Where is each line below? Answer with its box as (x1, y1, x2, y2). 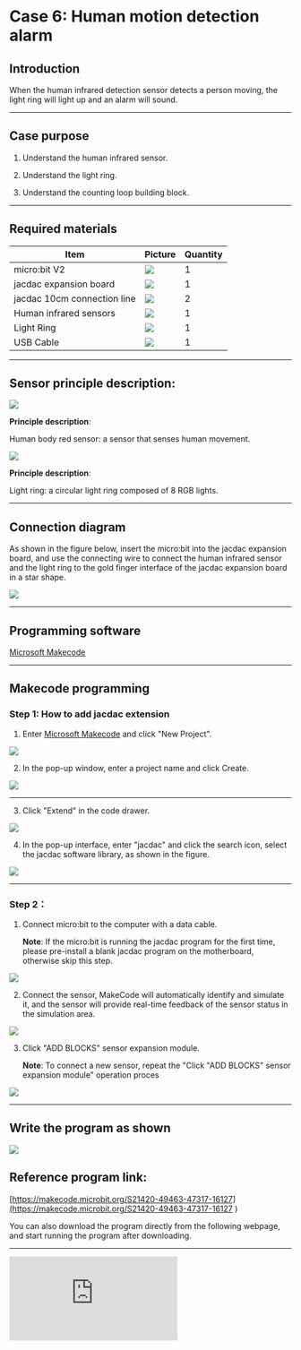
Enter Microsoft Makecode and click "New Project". (21, 728, 212, 739)
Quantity (185, 248, 223, 261)
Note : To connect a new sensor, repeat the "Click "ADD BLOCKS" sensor (21, 1060, 291, 1071)
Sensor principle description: (9, 376, 176, 391)
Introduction (9, 61, 81, 76)
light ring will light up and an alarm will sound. (9, 94, 178, 105)
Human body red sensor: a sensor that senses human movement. (9, 434, 251, 444)
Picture (144, 248, 176, 261)
